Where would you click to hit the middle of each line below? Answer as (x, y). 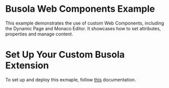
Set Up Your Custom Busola (65, 55)
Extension (27, 66)
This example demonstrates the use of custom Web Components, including (85, 23)
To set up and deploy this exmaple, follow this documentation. (71, 79)
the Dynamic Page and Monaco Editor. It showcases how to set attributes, (83, 28)
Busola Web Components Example (80, 9)
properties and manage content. (39, 34)
